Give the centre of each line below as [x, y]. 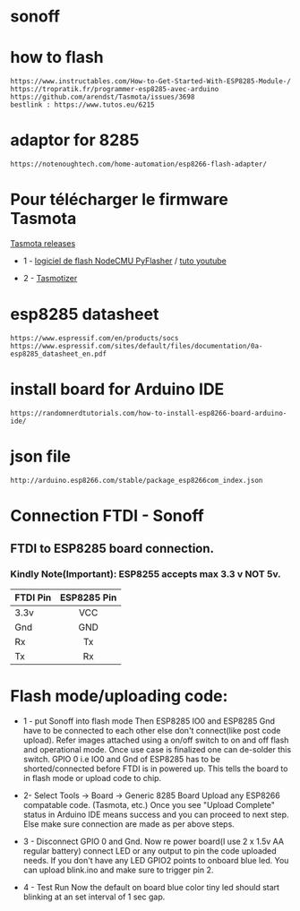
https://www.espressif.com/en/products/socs [94, 338]
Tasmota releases [43, 243]
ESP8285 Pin [89, 597]
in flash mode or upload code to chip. [92, 778]
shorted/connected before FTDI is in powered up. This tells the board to [155, 769]
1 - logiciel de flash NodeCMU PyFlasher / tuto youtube [124, 261]
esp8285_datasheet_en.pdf [58, 354]
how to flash [57, 58]
